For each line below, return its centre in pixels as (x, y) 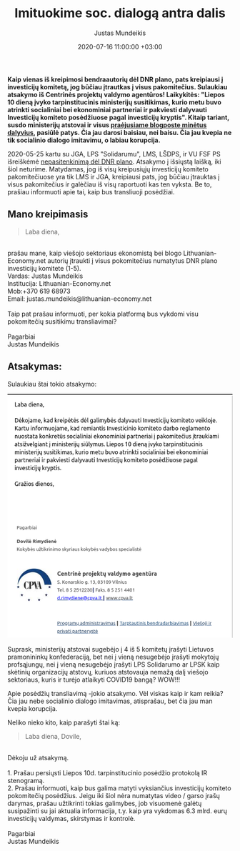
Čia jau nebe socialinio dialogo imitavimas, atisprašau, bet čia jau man (110, 701)
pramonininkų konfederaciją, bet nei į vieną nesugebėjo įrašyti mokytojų (113, 657)
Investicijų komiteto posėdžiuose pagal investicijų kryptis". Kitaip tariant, (119, 117)
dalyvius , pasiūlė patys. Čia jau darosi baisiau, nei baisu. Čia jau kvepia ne (120, 132)
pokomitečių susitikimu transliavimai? (62, 321)
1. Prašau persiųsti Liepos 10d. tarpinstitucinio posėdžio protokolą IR (107, 773)
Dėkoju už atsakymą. (38, 758)
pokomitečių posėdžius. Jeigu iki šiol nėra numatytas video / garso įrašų (114, 796)
